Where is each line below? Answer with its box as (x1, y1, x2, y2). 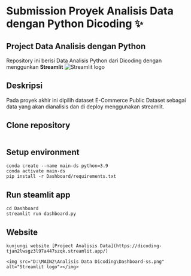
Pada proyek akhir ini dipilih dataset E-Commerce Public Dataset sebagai (6, 96, 186, 104)
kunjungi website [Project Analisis (6, 243, 98, 249)
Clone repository (6, 120, 71, 131)
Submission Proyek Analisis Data (6, 4, 174, 18)
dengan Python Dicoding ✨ (6, 17, 144, 31)
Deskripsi (6, 81, 43, 91)
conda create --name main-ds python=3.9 (6, 163, 109, 169)
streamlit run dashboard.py (6, 211, 77, 217)
